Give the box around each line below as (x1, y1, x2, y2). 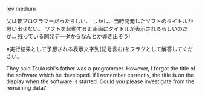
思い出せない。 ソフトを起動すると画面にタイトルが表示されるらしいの (6, 25, 183, 32)
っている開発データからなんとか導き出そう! (23, 33, 131, 40)
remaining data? (6, 84, 47, 91)
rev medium (6, 5, 36, 12)
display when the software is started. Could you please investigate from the (6, 78, 195, 85)
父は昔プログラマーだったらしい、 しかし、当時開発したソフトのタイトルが (6, 17, 194, 25)
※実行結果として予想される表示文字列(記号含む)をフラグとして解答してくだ (6, 45, 194, 52)
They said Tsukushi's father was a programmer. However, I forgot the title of (6, 65, 196, 72)
